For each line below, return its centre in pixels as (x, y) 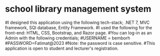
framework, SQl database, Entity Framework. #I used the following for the (79, 27)
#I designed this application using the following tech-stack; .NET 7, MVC (77, 22)
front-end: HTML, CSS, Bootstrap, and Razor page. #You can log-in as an (79, 33)
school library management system (78, 9)
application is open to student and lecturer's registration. (62, 48)
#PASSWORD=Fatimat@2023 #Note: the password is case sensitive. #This (80, 43)
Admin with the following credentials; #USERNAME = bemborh (68, 38)
